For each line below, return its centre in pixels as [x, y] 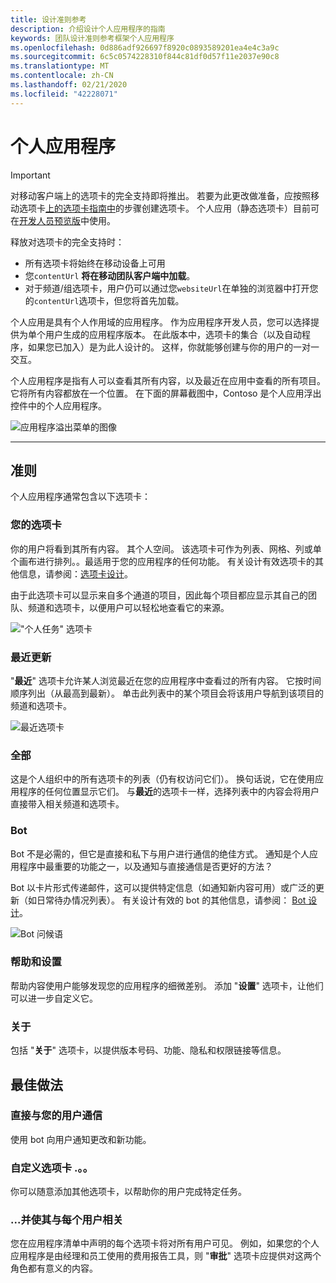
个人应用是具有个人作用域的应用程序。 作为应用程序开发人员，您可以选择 [160, 322]
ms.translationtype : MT [60, 66]
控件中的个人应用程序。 [58, 405]
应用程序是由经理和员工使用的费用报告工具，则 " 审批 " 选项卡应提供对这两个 [166, 1256]
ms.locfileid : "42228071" [64, 94]
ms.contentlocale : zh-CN [62, 76]
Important [30, 175]
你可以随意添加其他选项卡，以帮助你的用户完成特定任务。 [128, 1192]
